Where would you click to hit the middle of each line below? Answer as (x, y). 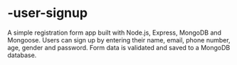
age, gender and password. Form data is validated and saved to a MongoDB (119, 47)
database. (22, 55)
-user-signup (47, 13)
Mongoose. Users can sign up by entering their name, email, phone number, (119, 40)
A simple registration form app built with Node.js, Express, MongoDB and (115, 32)
